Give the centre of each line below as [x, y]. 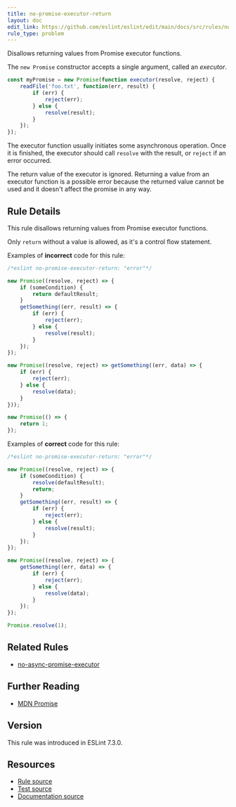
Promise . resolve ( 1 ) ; [38, 626]
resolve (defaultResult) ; [69, 482]
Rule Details [34, 211]
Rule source [35, 782]
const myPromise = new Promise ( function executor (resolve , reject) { [111, 80]
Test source [35, 789]
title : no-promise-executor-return [59, 14]
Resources [31, 764]
